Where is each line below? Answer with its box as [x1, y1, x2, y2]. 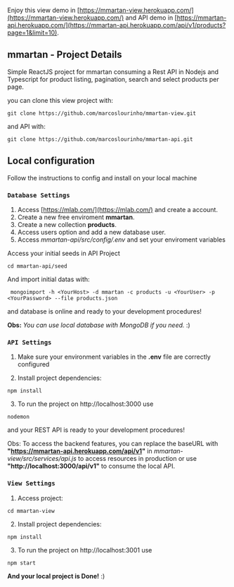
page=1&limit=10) [7, 28, 58, 37]
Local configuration [7, 155, 95, 167]
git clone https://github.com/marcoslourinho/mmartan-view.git [7, 109, 197, 117]
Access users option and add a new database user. [17, 228, 167, 236]
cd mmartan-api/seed [7, 262, 68, 270]
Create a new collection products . [17, 220, 117, 228]
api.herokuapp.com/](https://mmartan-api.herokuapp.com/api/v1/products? [7, 21, 226, 29]
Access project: [17, 493, 63, 502]
